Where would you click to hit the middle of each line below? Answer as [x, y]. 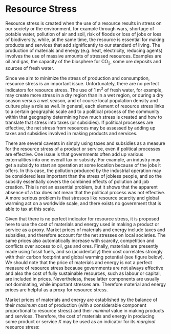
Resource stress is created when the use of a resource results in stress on [84, 23]
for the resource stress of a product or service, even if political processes [83, 149]
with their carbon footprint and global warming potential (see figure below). [85, 257]
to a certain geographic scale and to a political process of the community [82, 112]
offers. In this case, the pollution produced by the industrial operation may [83, 171]
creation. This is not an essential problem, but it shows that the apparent [81, 187]
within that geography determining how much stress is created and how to [84, 117]
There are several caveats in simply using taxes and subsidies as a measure [85, 143]
